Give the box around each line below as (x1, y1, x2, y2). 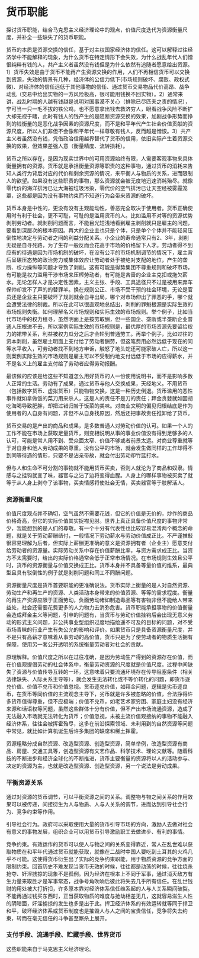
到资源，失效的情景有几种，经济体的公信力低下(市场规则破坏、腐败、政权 (6, 75, 185, 83)
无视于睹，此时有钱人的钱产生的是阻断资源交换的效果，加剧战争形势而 (16, 112, 188, 120)
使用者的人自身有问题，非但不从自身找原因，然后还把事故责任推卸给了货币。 (6, 409, 193, 416)
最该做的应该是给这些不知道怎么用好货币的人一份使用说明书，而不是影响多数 (6, 372, 193, 380)
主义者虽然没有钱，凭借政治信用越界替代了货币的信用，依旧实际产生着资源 (6, 134, 188, 142)
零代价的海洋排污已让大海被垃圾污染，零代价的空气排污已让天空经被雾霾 (6, 184, 182, 191)
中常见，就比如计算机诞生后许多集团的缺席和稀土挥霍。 (6, 728, 141, 735)
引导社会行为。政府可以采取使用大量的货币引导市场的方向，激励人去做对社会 (6, 821, 193, 828)
